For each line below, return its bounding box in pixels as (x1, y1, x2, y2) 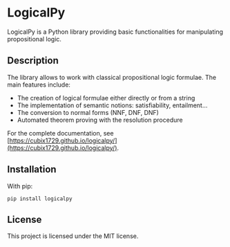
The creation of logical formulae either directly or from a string (17, 94, 195, 102)
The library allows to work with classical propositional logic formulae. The (7, 73, 216, 81)
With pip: (7, 182, 33, 190)
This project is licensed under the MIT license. (7, 232, 139, 240)
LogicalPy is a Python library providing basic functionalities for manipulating (7, 28, 223, 36)
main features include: (7, 80, 71, 89)
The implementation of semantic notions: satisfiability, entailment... (17, 101, 208, 109)
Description (7, 55, 59, 67)
